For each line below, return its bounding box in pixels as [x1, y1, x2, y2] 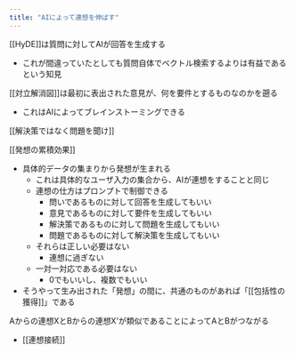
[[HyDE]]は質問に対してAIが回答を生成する [9, 38, 167, 49]
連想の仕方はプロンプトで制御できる [35, 185, 168, 196]
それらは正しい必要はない [35, 241, 130, 252]
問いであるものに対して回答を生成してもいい [48, 197, 212, 207]
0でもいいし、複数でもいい [48, 274, 148, 285]
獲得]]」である [21, 296, 76, 307]
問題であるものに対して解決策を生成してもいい [48, 229, 220, 240]
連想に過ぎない [48, 252, 104, 262]
